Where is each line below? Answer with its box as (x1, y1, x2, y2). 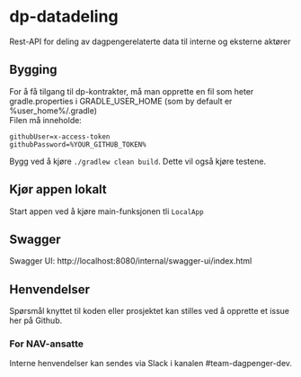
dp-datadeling (9, 6, 119, 27)
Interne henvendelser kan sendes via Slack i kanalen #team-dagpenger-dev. (9, 358, 293, 369)
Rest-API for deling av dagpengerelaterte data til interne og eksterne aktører (9, 36, 291, 47)
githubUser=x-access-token (9, 132, 111, 141)
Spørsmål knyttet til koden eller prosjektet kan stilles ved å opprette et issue (9, 306, 290, 317)
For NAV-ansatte (9, 337, 84, 350)
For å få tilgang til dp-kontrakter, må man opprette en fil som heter (9, 85, 254, 96)
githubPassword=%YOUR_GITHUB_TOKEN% (9, 139, 146, 149)
